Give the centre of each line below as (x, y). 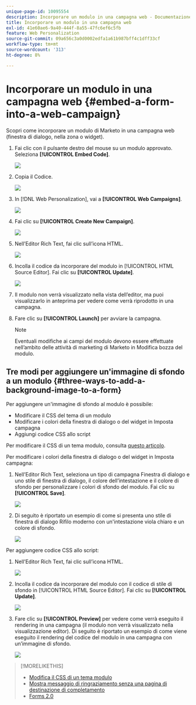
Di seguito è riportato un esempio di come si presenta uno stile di (93, 516)
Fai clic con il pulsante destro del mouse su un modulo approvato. (93, 148)
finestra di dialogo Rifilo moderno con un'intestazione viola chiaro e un (99, 522)
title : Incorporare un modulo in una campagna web (69, 22)
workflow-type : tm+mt (32, 45)
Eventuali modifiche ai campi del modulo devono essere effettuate (94, 341)
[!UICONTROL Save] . (40, 493)
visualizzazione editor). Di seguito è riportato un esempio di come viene (101, 631)
